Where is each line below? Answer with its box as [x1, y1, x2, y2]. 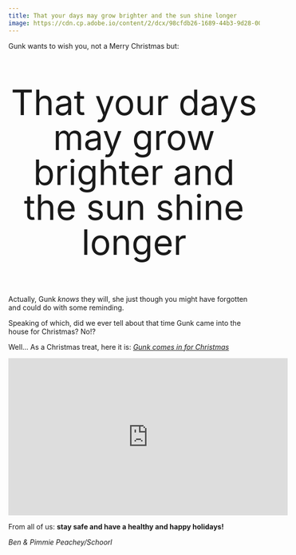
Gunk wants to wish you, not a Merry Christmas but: [8, 41, 180, 50]
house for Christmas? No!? [8, 327, 96, 336]
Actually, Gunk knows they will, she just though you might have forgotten [8, 294, 248, 303]
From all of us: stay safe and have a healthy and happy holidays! [8, 521, 224, 531]
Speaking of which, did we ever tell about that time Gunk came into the [8, 318, 242, 327]
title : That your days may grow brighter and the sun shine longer [8, 11, 238, 20]
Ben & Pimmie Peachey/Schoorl [8, 537, 112, 547]
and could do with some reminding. [8, 303, 124, 312]
